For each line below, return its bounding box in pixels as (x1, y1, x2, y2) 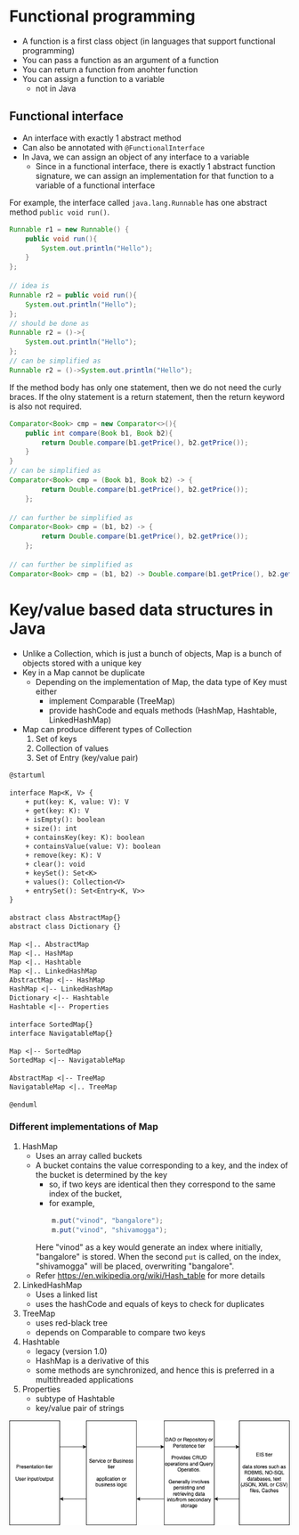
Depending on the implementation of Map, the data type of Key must (35, 676, 287, 687)
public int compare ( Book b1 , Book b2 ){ (25, 429, 174, 437)
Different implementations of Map (9, 1121, 158, 1133)
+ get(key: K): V (25, 806, 90, 815)
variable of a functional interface (35, 180, 156, 191)
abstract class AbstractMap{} (9, 913, 122, 922)
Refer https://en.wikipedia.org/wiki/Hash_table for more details (35, 1270, 265, 1280)
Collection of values (35, 742, 109, 754)
